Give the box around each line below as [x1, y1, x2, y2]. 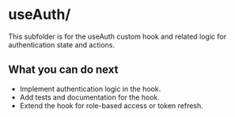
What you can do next [8, 63, 119, 77]
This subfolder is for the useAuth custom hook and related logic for [8, 32, 227, 41]
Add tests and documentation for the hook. [19, 92, 161, 102]
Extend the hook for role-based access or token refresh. [19, 100, 203, 110]
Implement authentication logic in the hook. [19, 84, 161, 93]
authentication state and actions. [8, 40, 115, 49]
